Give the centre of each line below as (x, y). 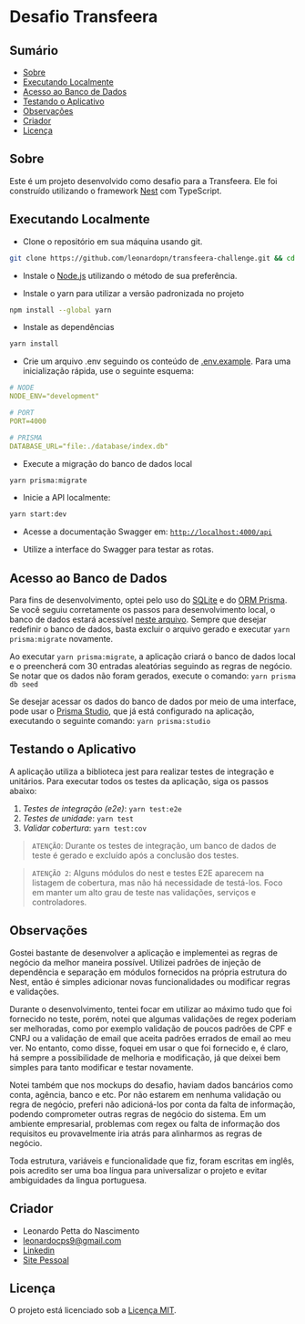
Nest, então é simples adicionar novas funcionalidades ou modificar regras (150, 981)
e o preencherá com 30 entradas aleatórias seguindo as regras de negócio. (151, 667)
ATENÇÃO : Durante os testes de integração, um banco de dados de (154, 845)
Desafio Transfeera (84, 17)
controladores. (59, 902)
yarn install (34, 344)
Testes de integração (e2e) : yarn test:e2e (102, 808)
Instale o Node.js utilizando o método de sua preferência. (130, 275)
